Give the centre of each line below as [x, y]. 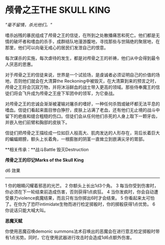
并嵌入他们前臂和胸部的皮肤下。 [37, 122]
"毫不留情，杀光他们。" [29, 25]
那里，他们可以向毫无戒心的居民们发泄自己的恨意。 [57, 47]
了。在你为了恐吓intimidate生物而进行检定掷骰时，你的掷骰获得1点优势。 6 [80, 204]
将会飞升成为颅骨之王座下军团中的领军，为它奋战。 [65, 93]
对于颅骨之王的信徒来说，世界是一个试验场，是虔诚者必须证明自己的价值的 [80, 75]
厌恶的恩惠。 [22, 64]
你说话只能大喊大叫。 [27, 210]
